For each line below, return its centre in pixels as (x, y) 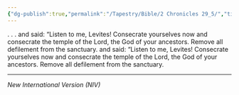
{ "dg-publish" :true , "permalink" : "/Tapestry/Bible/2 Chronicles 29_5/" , (116, 14)
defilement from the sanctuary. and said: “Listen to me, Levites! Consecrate (118, 49)
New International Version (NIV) (54, 84)
